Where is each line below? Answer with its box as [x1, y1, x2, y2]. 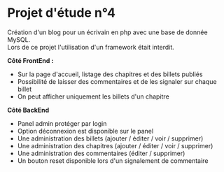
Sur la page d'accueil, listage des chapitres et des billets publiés [17, 70, 203, 78]
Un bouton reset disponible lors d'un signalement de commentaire [17, 156, 209, 165]
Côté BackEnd [7, 106, 50, 114]
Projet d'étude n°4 [7, 5, 116, 21]
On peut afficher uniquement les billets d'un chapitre [17, 92, 169, 101]
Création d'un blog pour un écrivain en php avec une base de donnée [7, 28, 208, 36]
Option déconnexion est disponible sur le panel [17, 127, 154, 135]
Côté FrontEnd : [7, 56, 54, 64]
